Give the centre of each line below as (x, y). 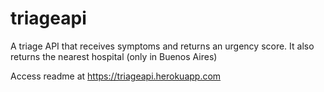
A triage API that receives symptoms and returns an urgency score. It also (162, 46)
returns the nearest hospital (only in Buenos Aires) (114, 56)
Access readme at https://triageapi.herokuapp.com (116, 76)
